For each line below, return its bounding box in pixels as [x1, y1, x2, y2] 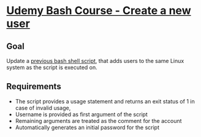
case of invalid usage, [15, 104, 71, 111]
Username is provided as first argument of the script [15, 111, 148, 118]
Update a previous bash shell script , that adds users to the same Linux [6, 57, 184, 64]
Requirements [6, 81, 61, 92]
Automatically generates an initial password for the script [15, 124, 160, 131]
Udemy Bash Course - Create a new [6, 4, 191, 18]
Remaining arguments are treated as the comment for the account [15, 117, 182, 124]
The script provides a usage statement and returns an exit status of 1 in [15, 97, 195, 105]
